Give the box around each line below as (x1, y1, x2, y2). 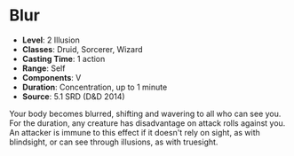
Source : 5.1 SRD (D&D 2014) (21, 90, 126, 102)
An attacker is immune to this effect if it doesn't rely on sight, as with (9, 127, 260, 137)
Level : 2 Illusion (21, 35, 80, 45)
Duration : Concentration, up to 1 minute (21, 82, 168, 92)
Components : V (21, 72, 82, 82)
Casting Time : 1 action (21, 53, 106, 64)
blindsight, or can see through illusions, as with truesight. (9, 136, 219, 147)
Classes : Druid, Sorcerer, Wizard (21, 43, 144, 54)
